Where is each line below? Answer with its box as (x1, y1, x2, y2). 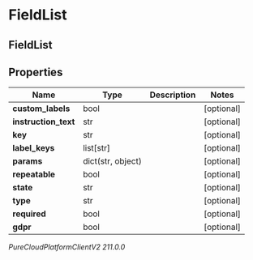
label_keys (12, 143, 55, 154)
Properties (8, 65, 63, 79)
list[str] (82, 143, 111, 154)
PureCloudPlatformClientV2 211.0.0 (8, 242, 126, 252)
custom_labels (12, 103, 71, 114)
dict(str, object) (82, 156, 142, 167)
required (12, 208, 46, 220)
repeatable (12, 168, 55, 180)
